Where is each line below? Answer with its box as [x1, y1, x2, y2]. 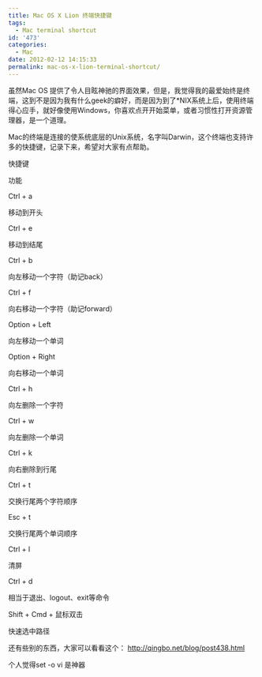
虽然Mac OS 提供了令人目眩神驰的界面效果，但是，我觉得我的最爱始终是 [8, 85, 244, 95]
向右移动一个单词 [8, 368, 64, 378]
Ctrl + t [8, 480, 32, 490]
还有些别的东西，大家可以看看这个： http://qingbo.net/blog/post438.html [8, 643, 245, 653]
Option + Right [8, 352, 55, 361]
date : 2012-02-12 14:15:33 [8, 56, 97, 64]
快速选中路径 [8, 626, 50, 636]
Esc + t [8, 512, 32, 521]
